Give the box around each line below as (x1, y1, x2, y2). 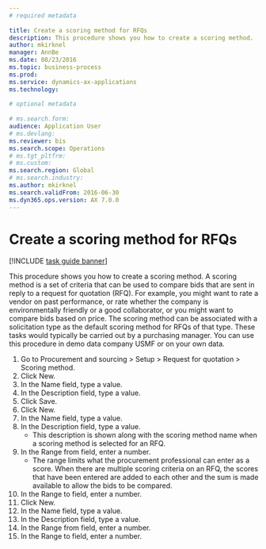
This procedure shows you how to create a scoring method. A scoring (9, 271, 237, 282)
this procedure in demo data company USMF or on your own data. (9, 339, 225, 349)
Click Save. (20, 397, 58, 406)
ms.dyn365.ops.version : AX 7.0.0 (9, 196, 120, 204)
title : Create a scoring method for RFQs (9, 26, 148, 34)
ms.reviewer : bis (9, 136, 66, 145)
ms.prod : (9, 71, 38, 79)
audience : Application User (9, 122, 102, 130)
